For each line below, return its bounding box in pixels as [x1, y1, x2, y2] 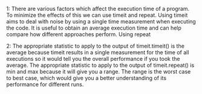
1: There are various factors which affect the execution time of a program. [6, 5, 190, 12]
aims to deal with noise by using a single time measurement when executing [6, 18, 197, 25]
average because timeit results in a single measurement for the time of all [6, 49, 189, 56]
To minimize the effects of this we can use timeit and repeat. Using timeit [6, 11, 188, 19]
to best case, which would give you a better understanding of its [6, 75, 167, 81]
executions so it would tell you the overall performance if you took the [6, 55, 180, 62]
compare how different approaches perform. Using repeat [6, 31, 151, 38]
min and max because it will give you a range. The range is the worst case [6, 68, 191, 75]
